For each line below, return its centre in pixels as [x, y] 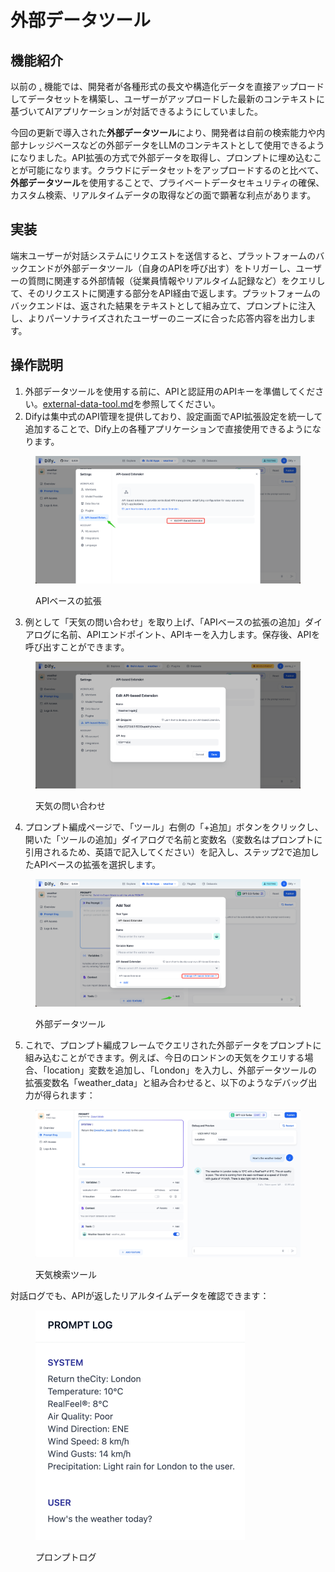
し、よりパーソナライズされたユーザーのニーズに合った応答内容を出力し [159, 318]
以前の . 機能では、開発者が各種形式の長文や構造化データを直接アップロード [167, 86]
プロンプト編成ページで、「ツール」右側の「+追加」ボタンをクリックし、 [174, 827]
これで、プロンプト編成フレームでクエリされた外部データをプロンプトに [173, 1045]
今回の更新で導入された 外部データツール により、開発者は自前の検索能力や [163, 132]
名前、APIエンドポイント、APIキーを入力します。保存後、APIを [190, 634]
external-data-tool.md [88, 403]
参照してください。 [181, 403]
